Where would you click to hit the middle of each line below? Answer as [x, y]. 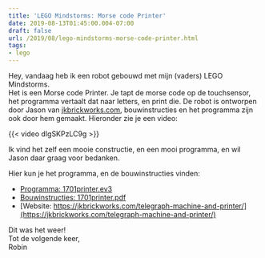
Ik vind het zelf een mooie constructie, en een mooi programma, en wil [124, 149]
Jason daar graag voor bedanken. [64, 158]
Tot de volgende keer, [44, 238]
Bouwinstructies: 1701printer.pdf [73, 198]
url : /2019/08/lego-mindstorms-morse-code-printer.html [103, 38]
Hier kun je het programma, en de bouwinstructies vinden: [104, 173]
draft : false [30, 30]
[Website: [36, 206]
